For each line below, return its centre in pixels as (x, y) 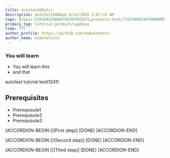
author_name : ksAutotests (32, 38)
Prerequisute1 (27, 110)
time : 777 (16, 29)
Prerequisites (27, 98)
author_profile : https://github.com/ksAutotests (57, 33)
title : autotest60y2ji (29, 10)
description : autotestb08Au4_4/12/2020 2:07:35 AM (60, 15)
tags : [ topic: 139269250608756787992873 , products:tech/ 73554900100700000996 (87, 19)
